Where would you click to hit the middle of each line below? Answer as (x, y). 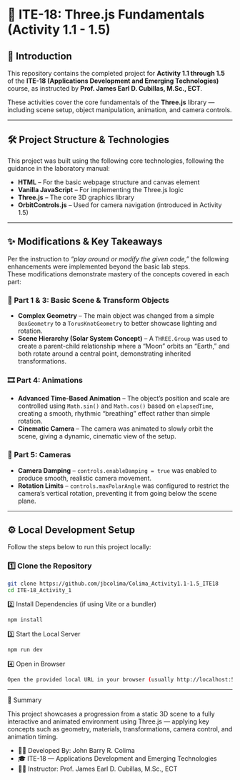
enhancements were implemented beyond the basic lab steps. (99, 266)
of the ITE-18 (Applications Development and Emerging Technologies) (113, 81)
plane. (27, 501)
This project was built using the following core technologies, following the (116, 161)
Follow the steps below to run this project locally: (79, 547)
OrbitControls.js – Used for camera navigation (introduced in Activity (120, 205)
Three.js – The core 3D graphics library (76, 197)
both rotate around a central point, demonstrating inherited (104, 354)
